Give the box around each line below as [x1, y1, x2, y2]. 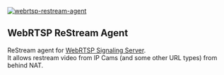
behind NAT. [7, 61, 44, 69]
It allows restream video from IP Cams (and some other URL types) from [7, 53, 218, 62]
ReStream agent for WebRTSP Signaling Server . [7, 46, 146, 54]
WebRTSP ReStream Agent [7, 27, 129, 39]
